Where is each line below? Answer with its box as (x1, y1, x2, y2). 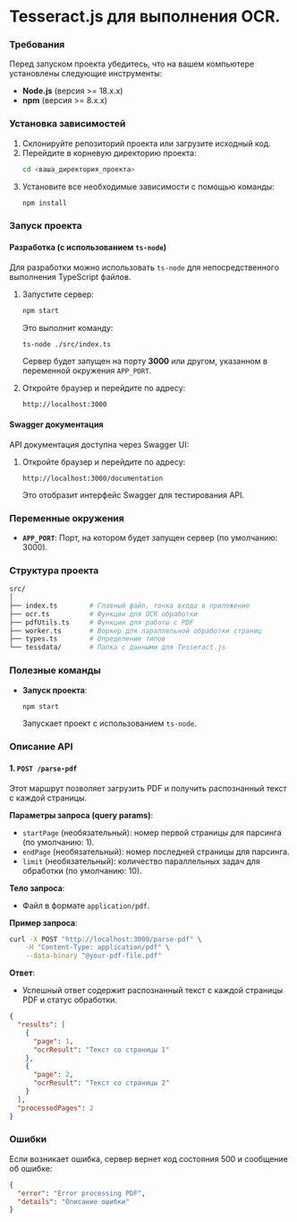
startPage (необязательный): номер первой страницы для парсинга (21, 827, 282, 838)
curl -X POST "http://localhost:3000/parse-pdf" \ (9, 935, 202, 944)
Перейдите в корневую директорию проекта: (21, 147, 197, 158)
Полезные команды (9, 664, 101, 676)
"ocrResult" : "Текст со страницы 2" (32, 1078, 170, 1087)
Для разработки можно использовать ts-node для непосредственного (9, 262, 280, 273)
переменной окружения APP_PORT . (21, 365, 152, 376)
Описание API (9, 740, 73, 753)
